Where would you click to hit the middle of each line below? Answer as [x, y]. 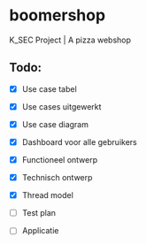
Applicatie [40, 231]
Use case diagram [55, 124]
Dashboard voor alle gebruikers [79, 141]
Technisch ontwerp [57, 178]
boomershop [58, 15]
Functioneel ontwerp [60, 160]
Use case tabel [49, 88]
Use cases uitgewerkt [61, 106]
